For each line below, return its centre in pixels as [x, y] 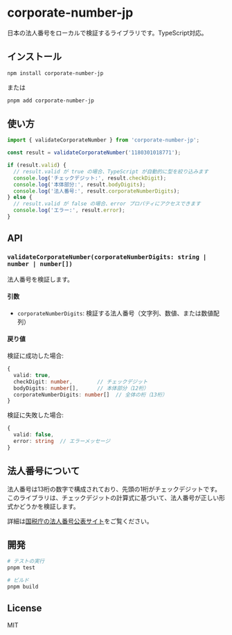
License [25, 608]
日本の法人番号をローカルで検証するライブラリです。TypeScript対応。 [107, 33]
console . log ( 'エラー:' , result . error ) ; [70, 210]
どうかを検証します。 [49, 506]
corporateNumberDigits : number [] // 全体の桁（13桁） [90, 394]
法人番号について [44, 471]
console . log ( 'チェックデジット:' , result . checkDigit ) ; [90, 178]
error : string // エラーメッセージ [62, 442]
